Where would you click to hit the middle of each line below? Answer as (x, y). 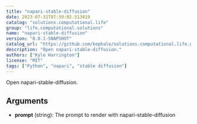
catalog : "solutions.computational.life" (57, 22)
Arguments (27, 101)
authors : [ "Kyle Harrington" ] (43, 55)
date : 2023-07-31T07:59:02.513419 (48, 17)
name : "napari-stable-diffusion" (47, 33)
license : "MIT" (25, 60)
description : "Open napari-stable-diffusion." (64, 50)
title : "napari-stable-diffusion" (48, 11)
